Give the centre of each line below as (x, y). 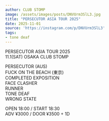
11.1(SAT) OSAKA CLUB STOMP (37, 57)
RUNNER (14, 88)
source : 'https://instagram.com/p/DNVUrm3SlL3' (55, 28)
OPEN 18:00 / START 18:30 (32, 108)
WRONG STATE (21, 99)
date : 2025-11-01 (23, 24)
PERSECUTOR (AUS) (26, 66)
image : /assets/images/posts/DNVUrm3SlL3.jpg (53, 14)
